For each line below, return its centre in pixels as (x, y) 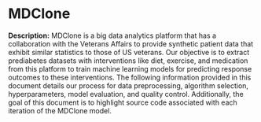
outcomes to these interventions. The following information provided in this (130, 77)
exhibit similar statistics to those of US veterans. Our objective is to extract (129, 52)
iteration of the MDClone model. (60, 110)
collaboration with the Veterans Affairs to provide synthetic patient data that (131, 43)
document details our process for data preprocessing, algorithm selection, (129, 85)
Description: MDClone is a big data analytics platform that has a (112, 35)
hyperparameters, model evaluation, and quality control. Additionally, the (126, 94)
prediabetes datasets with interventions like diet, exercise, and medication (128, 61)
